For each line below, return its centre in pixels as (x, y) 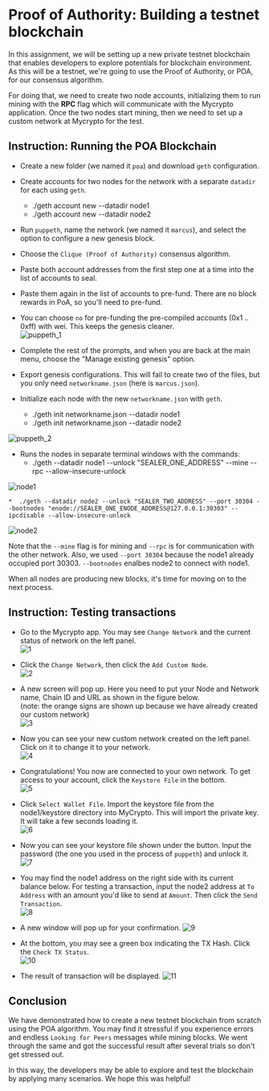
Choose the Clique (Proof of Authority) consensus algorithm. (125, 253)
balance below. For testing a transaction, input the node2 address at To (137, 886)
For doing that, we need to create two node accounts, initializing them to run (134, 95)
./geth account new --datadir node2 (92, 214)
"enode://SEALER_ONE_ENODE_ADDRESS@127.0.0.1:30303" (138, 508)
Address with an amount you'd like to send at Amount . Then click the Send (139, 895)
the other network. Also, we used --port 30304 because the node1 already (131, 554)
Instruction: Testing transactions (92, 613)
